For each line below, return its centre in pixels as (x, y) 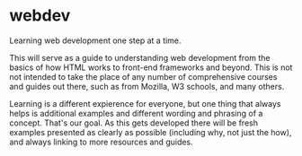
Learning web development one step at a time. (95, 40)
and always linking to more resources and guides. (101, 142)
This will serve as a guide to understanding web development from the (140, 57)
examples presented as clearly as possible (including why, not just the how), (151, 132)
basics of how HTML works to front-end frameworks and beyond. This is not (151, 67)
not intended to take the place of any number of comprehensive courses (143, 76)
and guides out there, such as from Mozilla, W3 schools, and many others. (147, 86)
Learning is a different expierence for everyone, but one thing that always (145, 103)
